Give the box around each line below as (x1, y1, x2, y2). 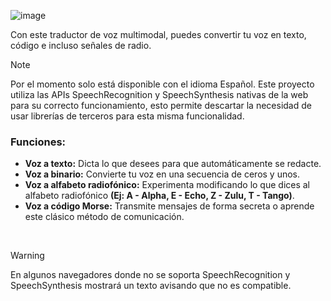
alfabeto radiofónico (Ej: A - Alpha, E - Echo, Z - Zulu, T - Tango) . (24, 190, 295, 202)
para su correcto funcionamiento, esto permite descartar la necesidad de (10, 100, 312, 111)
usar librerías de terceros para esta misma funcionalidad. (10, 110, 245, 122)
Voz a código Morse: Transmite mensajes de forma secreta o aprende (24, 200, 315, 212)
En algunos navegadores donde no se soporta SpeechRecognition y (10, 269, 291, 281)
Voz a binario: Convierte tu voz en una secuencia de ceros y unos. (24, 168, 301, 180)
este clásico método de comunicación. (24, 211, 185, 223)
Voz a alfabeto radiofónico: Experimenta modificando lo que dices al (24, 179, 311, 191)
